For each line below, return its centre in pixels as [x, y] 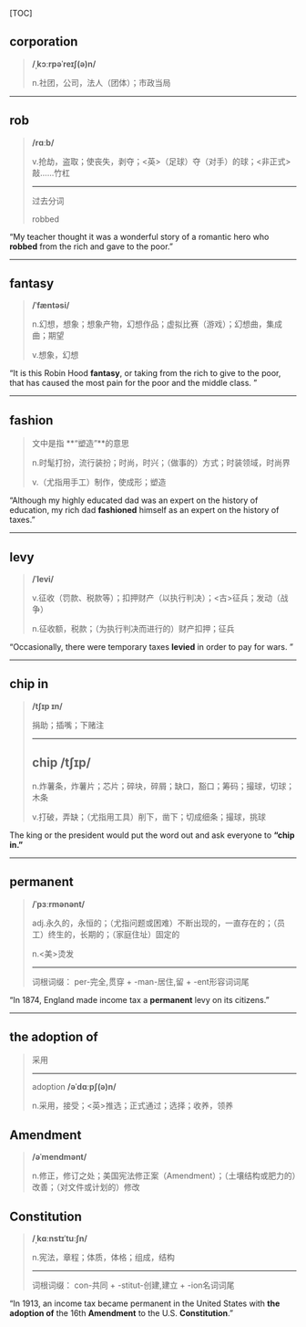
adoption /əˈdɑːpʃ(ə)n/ [74, 1087]
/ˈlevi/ [43, 580]
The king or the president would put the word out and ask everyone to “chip [152, 835]
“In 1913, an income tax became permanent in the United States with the [145, 1303]
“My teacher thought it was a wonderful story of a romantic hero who [139, 236]
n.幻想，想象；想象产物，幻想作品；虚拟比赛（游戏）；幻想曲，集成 [157, 324]
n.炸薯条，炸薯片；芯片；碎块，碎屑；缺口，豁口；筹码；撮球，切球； [163, 786]
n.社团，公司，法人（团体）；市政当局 [101, 82]
